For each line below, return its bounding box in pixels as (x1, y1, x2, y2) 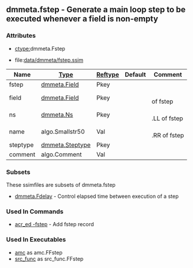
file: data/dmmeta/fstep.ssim (14, 56, 84, 64)
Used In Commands (6, 207, 64, 216)
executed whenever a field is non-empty (6, 14, 158, 24)
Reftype (96, 70, 119, 78)
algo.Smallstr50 (41, 127, 85, 135)
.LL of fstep (151, 114, 184, 123)
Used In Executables (6, 236, 66, 244)
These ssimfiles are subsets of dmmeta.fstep (6, 181, 116, 188)
